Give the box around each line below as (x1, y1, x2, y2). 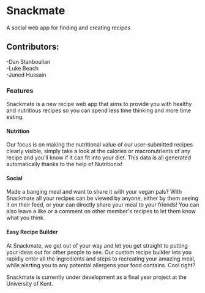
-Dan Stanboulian (6, 58, 51, 65)
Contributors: (6, 42, 59, 52)
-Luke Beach (6, 64, 39, 72)
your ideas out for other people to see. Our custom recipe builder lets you (6, 248, 192, 256)
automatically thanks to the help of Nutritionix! (6, 161, 123, 168)
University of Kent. (6, 280, 53, 287)
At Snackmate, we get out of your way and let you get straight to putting (6, 242, 188, 249)
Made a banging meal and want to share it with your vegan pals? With (6, 188, 182, 196)
